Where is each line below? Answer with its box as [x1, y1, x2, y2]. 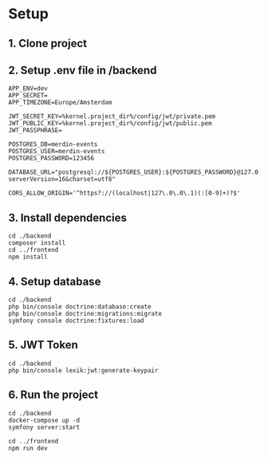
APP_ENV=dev [8, 85, 48, 92]
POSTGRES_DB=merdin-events [8, 140, 98, 148]
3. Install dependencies [8, 210, 128, 224]
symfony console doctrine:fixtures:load [8, 316, 145, 325]
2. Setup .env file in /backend [8, 63, 157, 77]
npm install [8, 253, 48, 261]
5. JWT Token [8, 338, 78, 352]
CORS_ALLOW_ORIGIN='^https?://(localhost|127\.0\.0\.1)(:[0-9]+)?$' [8, 189, 241, 198]
